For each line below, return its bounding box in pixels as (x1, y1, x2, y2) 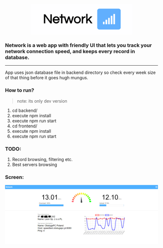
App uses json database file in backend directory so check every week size (5, 70, 156, 75)
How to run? (5, 87, 34, 94)
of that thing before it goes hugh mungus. (5, 75, 88, 81)
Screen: (5, 174, 24, 180)
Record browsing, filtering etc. (12, 156, 73, 162)
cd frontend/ (12, 123, 37, 129)
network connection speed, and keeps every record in (5, 48, 135, 54)
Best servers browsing (12, 161, 57, 167)
